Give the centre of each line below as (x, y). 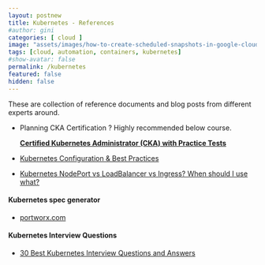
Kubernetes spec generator (54, 200)
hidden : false (32, 81)
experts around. (34, 112)
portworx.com (43, 217)
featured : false (35, 74)
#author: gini (32, 30)
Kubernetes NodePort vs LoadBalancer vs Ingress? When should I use (134, 174)
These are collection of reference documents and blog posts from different (130, 104)
